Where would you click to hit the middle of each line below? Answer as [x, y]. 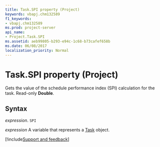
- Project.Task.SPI [25, 37]
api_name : [15, 32]
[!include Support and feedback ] [37, 139]
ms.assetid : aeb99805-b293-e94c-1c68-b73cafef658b [58, 42]
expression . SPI [21, 121]
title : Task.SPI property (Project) [42, 10]
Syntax [16, 109]
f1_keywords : [18, 19]
